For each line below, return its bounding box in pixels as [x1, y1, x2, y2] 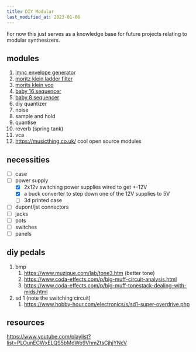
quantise [15, 119, 37, 126]
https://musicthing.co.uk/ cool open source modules [15, 138, 142, 145]
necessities [6, 155, 50, 165]
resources [6, 317, 44, 327]
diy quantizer [15, 100, 47, 108]
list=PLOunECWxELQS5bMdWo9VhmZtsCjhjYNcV [6, 339, 128, 347]
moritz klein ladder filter [15, 75, 73, 82]
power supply [15, 177, 49, 184]
